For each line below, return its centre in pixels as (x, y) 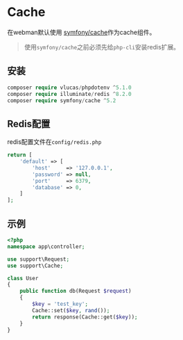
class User (23, 278)
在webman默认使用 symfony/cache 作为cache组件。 (81, 32)
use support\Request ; (38, 259)
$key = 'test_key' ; (60, 304)
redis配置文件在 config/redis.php (54, 142)
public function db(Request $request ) (76, 291)
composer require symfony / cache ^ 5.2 (62, 100)
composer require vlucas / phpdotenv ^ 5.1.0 (69, 88)
